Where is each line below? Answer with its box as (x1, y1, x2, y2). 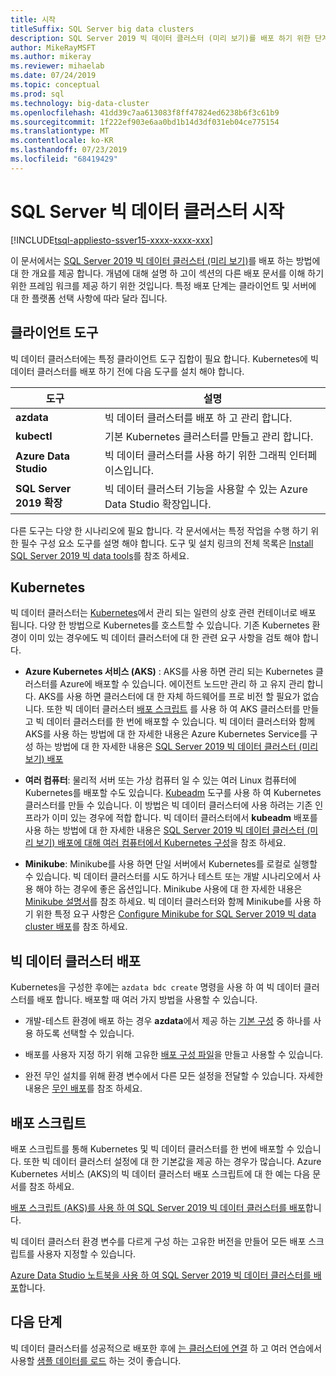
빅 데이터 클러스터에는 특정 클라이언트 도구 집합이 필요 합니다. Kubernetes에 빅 (10, 352, 319, 365)
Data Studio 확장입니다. (104, 497, 212, 511)
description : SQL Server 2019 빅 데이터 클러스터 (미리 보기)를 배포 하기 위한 (10, 33, 311, 43)
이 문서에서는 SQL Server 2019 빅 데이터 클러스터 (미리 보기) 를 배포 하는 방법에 (10, 254, 321, 266)
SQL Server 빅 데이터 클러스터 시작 (10, 200, 285, 223)
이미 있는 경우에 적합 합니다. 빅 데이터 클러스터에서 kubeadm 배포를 (51, 812, 318, 824)
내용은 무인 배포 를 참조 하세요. (24, 1082, 143, 1095)
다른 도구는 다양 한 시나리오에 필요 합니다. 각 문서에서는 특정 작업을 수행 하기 (10, 524, 309, 536)
